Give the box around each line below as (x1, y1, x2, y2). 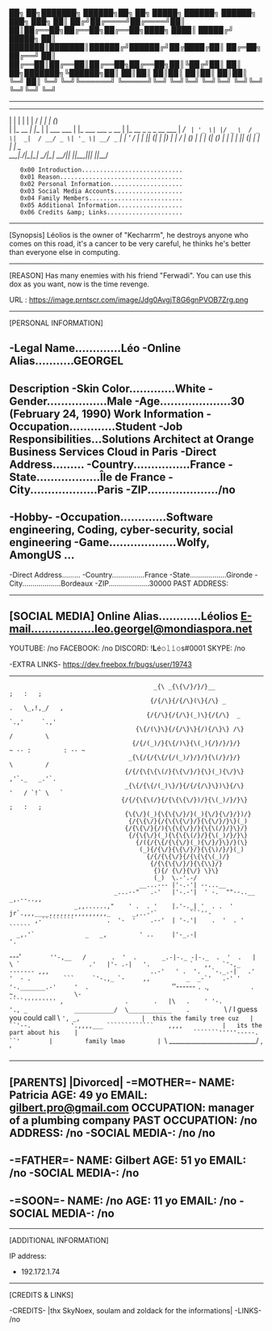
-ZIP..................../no (125, 482, 236, 497)
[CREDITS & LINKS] (9, 1291, 74, 1299)
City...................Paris (9, 482, 124, 497)
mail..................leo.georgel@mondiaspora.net (9, 621, 253, 635)
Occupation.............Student (9, 419, 157, 433)
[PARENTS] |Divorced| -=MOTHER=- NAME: (9, 1075, 235, 1089)
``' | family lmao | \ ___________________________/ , (9, 1036, 263, 1045)
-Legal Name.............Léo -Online (9, 341, 181, 355)
